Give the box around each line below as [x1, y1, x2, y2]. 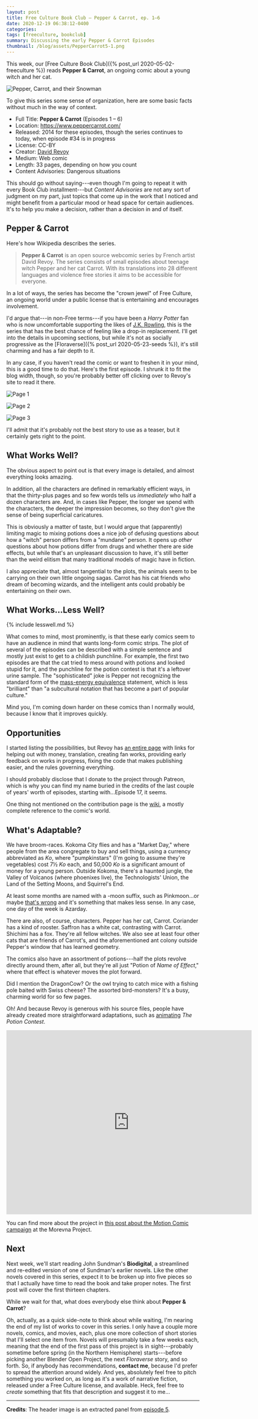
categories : [6, 26, 37, 33]
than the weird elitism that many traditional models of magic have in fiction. [6, 555, 196, 563]
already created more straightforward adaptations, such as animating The [6, 1011, 192, 1019]
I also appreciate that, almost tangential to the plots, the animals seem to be [6, 567, 197, 574]
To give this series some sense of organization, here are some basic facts [6, 96, 192, 104]
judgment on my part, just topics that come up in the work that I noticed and [6, 192, 198, 199]
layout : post [6, 9, 40, 15]
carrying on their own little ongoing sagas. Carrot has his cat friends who [6, 574, 191, 581]
